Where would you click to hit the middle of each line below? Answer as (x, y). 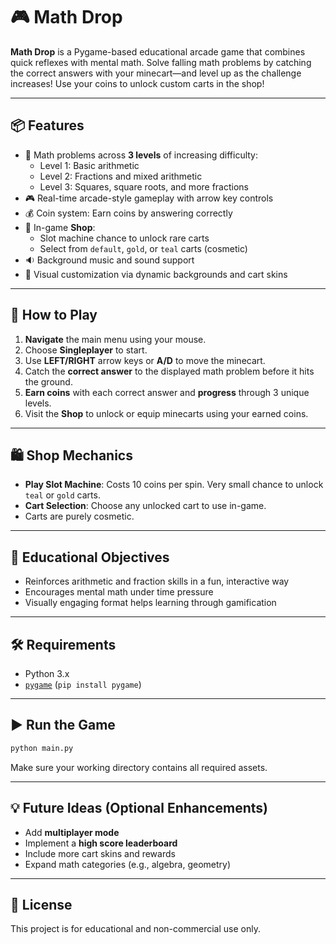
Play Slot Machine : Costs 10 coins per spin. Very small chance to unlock (174, 485)
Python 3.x (47, 673)
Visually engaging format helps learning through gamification (150, 603)
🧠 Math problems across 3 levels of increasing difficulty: (141, 155)
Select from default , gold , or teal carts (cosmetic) (143, 248)
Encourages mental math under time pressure (119, 592)
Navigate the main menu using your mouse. (115, 339)
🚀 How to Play (54, 315)
